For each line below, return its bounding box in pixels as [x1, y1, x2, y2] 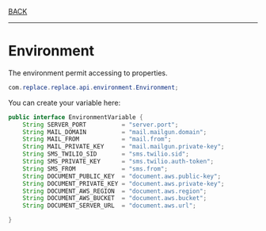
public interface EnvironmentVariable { [8, 113, 144, 121]
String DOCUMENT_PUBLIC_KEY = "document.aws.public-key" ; [22, 172, 222, 180]
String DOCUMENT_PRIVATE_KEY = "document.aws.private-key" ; [22, 179, 225, 187]
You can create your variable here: [8, 98, 121, 107]
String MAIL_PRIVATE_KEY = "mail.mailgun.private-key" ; [22, 143, 225, 151]
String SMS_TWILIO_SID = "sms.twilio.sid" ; [22, 150, 190, 158]
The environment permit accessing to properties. [8, 67, 168, 78]
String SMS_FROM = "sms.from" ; [22, 164, 169, 173]
